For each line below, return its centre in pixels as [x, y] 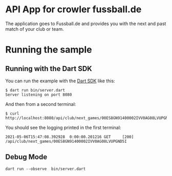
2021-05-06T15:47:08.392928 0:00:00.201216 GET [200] [70, 137]
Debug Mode [26, 157]
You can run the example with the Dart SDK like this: [60, 81]
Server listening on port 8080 [39, 95]
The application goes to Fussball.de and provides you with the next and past [86, 24]
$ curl [12, 114]
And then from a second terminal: [41, 104]
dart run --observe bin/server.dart [46, 169]
